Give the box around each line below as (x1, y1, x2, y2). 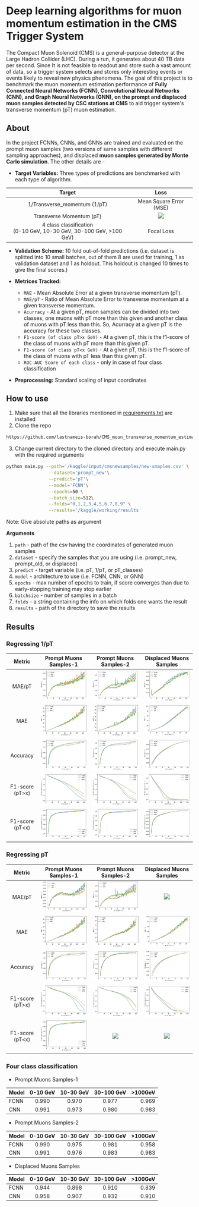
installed (14, 416, 36, 423)
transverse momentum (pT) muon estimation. (6, 106, 117, 113)
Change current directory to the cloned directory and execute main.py (14, 445, 186, 452)
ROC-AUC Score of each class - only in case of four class (23, 359, 162, 366)
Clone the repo (14, 422, 52, 429)
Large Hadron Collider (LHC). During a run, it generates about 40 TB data (6, 55, 185, 62)
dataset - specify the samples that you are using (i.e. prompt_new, (14, 554, 177, 561)
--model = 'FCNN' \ (48, 482, 89, 488)
